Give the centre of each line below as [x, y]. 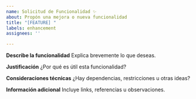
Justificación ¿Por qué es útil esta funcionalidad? [66, 67]
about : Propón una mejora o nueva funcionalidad [67, 17]
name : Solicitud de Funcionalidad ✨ [51, 11]
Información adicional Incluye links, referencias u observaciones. [86, 90]
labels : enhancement [31, 28]
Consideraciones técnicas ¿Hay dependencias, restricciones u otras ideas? [98, 78]
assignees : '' [23, 34]
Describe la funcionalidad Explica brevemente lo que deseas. [81, 55]
